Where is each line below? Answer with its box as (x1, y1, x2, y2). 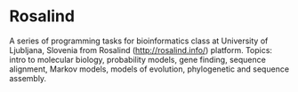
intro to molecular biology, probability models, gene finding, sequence (9, 54, 267, 65)
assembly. (9, 73, 47, 83)
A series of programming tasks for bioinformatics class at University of (9, 35, 269, 46)
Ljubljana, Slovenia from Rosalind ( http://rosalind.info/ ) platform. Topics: (9, 44, 273, 55)
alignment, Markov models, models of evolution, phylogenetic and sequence (9, 64, 290, 74)
